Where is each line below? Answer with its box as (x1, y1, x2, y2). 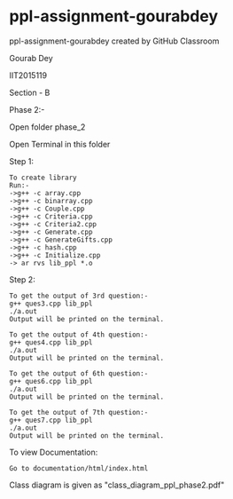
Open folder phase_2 (9, 122, 86, 132)
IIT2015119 (9, 69, 47, 81)
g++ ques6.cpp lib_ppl (9, 376, 93, 385)
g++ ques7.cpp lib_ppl (9, 416, 93, 424)
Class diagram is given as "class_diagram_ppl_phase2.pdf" (9, 479, 225, 490)
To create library (9, 173, 77, 182)
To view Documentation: (9, 447, 98, 457)
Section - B (9, 87, 50, 98)
